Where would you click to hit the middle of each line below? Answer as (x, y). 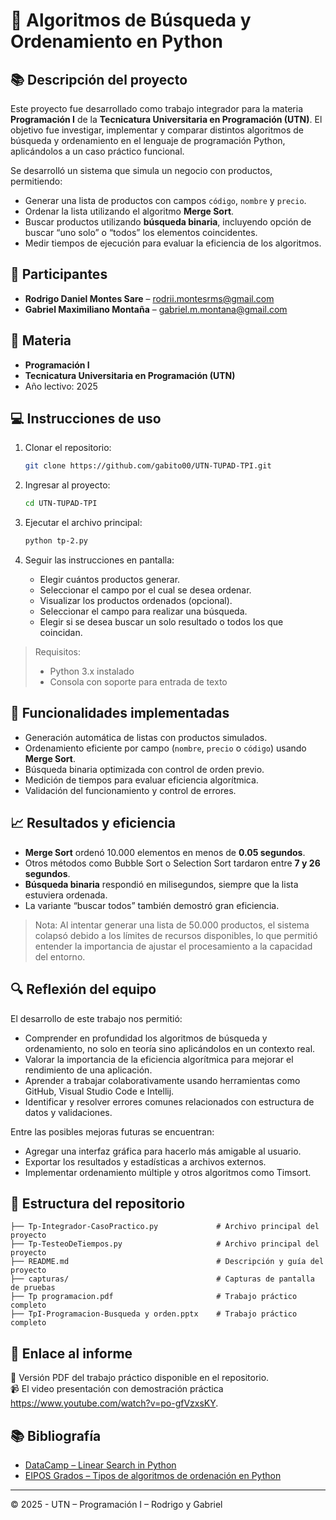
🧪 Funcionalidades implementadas (120, 713)
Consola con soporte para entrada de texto (138, 682)
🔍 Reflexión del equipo (83, 989)
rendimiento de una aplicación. (88, 1070)
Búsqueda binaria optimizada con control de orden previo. (144, 769)
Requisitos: (58, 652)
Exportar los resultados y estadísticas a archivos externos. (145, 1161)
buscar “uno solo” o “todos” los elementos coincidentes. (141, 232)
